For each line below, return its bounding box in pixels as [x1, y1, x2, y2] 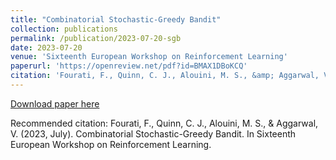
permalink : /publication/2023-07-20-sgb [10, 33, 182, 43]
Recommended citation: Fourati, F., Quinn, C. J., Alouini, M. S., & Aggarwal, [10, 117, 319, 129]
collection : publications [10, 24, 118, 34]
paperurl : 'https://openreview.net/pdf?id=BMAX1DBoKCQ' [10, 61, 248, 71]
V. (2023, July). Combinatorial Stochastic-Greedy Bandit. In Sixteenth [10, 127, 297, 140]
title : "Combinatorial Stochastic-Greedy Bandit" [10, 14, 222, 25]
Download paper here [10, 97, 100, 110]
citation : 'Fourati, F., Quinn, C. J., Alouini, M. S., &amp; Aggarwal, [10, 71, 320, 81]
